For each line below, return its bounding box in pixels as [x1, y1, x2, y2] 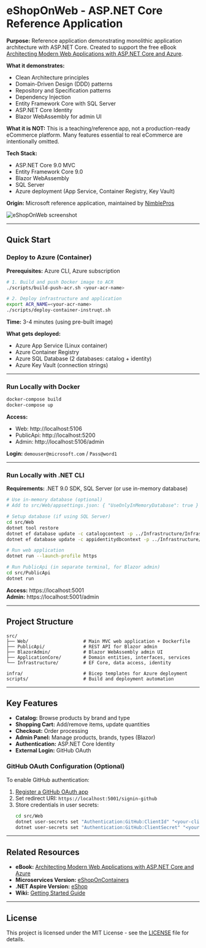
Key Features [6, 698, 58, 708]
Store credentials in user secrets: [15, 801, 99, 808]
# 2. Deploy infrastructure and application [6, 295, 122, 302]
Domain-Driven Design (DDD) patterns [15, 80, 113, 88]
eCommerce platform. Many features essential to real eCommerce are [6, 131, 183, 138]
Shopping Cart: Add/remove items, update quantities [15, 721, 150, 728]
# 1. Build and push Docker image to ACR [6, 279, 114, 285]
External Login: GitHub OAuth [15, 747, 91, 754]
